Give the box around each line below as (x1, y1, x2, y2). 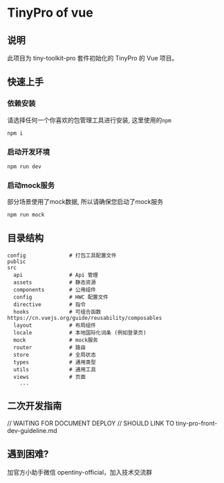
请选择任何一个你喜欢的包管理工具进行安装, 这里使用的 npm (7, 116, 171, 124)
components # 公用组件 (13, 287, 97, 294)
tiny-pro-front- (176, 418, 218, 427)
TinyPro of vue (7, 5, 93, 21)
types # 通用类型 (13, 359, 97, 366)
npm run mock (7, 212, 45, 219)
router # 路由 (13, 344, 86, 351)
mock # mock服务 (13, 337, 98, 344)
